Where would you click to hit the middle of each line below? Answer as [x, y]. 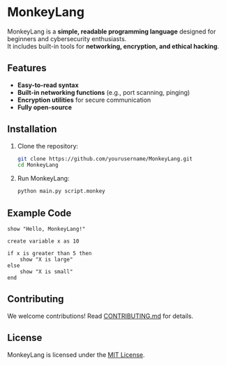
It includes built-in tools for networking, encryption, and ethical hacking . [113, 46]
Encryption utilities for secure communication [84, 100]
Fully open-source [44, 107]
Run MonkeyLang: [43, 178]
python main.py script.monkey [61, 191]
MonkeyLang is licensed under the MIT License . [76, 354]
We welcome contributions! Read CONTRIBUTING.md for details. [100, 316]
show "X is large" [46, 259]
